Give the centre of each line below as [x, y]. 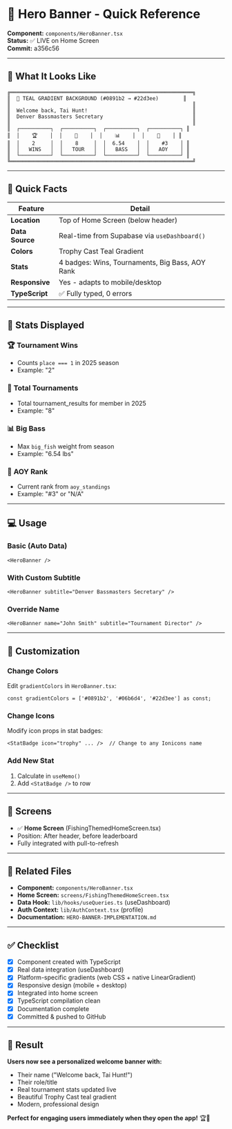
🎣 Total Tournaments [43, 388]
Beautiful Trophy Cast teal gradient [67, 1097]
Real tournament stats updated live [67, 1090]
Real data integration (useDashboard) [70, 970]
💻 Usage [27, 523]
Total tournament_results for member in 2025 [81, 403]
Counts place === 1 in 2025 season [68, 363]
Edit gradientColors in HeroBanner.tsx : [62, 686]
